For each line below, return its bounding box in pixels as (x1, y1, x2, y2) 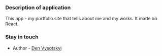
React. (5, 21, 19, 27)
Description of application (5, 4, 71, 11)
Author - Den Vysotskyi (12, 45, 62, 51)
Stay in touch (5, 33, 39, 40)
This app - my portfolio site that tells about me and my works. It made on (5, 16, 157, 22)
